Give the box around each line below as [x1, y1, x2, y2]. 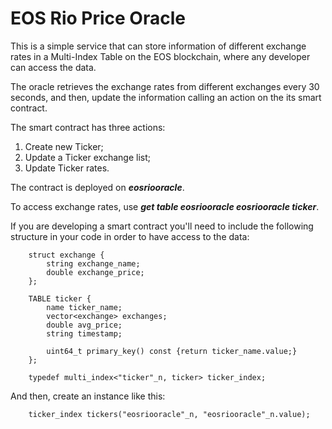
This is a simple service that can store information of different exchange [10, 40, 307, 52]
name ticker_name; [46, 302, 123, 312]
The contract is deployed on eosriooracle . [10, 181, 185, 193]
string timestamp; [46, 328, 123, 339]
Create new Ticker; [24, 140, 104, 152]
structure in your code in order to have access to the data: [10, 230, 250, 242]
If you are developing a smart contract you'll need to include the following [10, 220, 314, 232]
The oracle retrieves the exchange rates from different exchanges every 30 [10, 80, 320, 92]
